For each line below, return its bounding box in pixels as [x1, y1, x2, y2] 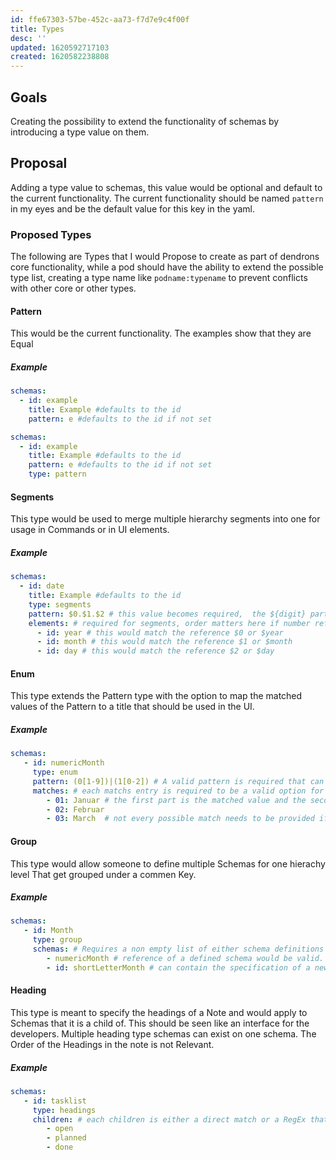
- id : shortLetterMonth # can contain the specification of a [46, 962, 311, 973]
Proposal [10, 155, 68, 172]
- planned [46, 1133, 87, 1143]
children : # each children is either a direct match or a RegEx [32, 1114, 307, 1125]
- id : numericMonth [23, 758, 105, 768]
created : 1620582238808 [10, 52, 110, 62]
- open [46, 1124, 74, 1134]
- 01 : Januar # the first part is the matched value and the [46, 795, 307, 805]
